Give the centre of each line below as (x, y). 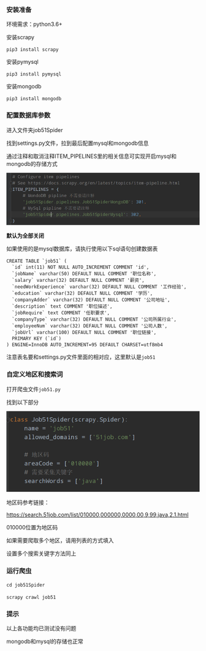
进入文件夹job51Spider (35, 130)
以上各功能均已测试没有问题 (41, 628)
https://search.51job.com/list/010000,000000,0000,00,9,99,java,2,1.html (97, 515)
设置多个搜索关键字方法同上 (41, 553)
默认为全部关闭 (25, 236)
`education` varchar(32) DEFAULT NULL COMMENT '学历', (82, 294)
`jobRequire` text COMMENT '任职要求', (61, 313)
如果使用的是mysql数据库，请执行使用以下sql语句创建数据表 (82, 249)
